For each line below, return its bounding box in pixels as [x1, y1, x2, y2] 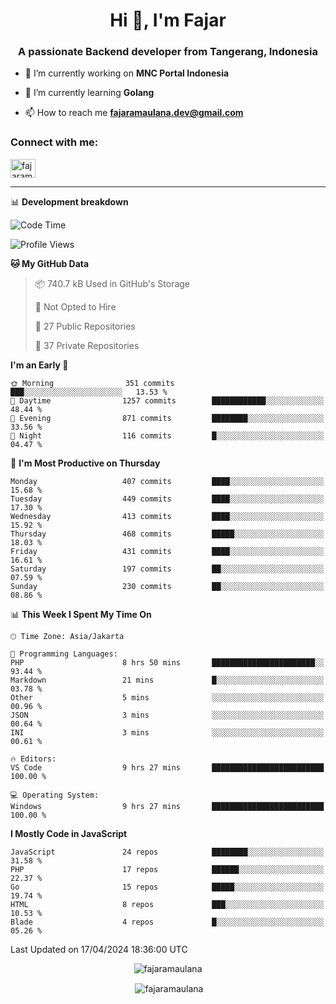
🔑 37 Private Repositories [34, 339, 140, 351]
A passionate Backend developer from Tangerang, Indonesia [18, 45, 318, 59]
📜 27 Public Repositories [34, 320, 136, 332]
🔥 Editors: [10, 754, 57, 764]
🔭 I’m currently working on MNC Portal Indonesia [24, 67, 230, 79]
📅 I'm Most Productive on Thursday [10, 457, 161, 469]
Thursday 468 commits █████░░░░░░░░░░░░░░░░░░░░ [10, 529, 325, 539]
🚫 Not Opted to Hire [34, 300, 117, 313]
